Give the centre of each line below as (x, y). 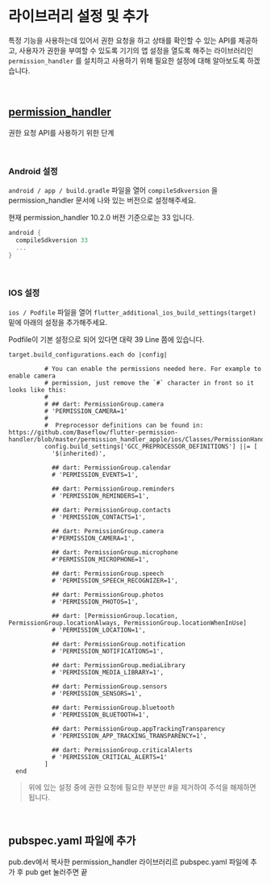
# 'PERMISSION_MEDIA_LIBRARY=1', (107, 672)
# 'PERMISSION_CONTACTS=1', (99, 517)
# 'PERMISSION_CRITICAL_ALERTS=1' (109, 757)
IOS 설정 (24, 293)
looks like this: (38, 390)
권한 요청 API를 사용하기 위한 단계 (61, 132)
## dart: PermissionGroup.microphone (115, 552)
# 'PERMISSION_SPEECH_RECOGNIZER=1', (115, 580)
